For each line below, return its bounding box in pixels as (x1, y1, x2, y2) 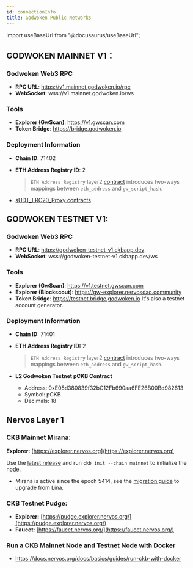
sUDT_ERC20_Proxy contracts (15, 196, 92, 203)
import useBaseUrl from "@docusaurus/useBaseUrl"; (6, 31, 140, 38)
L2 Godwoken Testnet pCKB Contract (15, 373, 112, 380)
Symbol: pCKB (24, 391, 61, 398)
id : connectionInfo (6, 9, 56, 15)
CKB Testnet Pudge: (6, 499, 68, 508)
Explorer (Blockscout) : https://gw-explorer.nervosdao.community (15, 288, 182, 296)
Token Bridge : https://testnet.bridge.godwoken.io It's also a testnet (15, 294, 185, 302)
